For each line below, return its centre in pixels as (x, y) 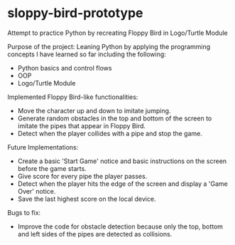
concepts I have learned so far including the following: (87, 54)
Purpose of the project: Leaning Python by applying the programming (109, 46)
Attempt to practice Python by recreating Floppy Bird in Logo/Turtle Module (118, 33)
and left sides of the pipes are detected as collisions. (95, 234)
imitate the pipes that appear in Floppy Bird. (82, 125)
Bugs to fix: (24, 212)
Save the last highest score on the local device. (87, 199)
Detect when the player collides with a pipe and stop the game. (110, 133)
